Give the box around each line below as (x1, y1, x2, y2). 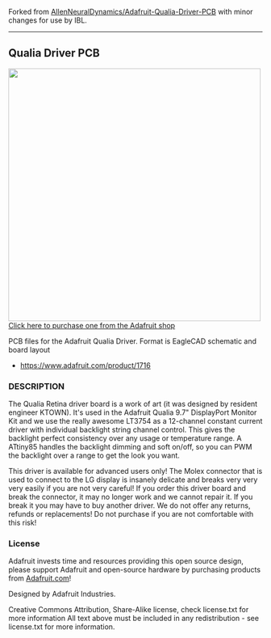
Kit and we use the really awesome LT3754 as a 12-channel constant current (8, 416, 263, 426)
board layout (8, 344, 51, 354)
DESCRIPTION (8, 380, 65, 391)
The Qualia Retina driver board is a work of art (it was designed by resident (8, 399, 258, 409)
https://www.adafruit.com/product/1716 (19, 360, 151, 370)
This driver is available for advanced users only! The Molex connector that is (8, 467, 263, 476)
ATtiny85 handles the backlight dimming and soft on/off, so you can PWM (8, 442, 252, 452)
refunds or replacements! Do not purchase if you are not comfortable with (8, 509, 254, 519)
